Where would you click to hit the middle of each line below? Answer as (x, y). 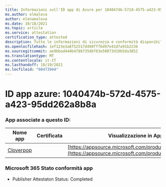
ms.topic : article (24, 28)
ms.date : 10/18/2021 (26, 23)
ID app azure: (33, 94)
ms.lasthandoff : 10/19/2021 (34, 65)
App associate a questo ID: (38, 120)
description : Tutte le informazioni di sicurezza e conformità (72, 42)
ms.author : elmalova (26, 14)
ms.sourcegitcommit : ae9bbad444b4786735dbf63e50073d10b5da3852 (72, 51)
